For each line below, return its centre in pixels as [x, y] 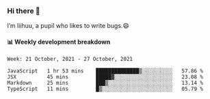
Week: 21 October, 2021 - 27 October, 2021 [70, 59]
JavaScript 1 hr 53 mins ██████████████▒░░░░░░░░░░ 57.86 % [105, 71]
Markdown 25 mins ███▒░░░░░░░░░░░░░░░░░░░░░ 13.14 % [105, 83]
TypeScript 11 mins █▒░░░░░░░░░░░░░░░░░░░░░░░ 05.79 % [105, 89]
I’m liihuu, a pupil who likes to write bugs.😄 [68, 26]
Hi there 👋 [24, 11]
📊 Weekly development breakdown [59, 42]
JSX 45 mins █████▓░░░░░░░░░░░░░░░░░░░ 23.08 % [105, 77]
